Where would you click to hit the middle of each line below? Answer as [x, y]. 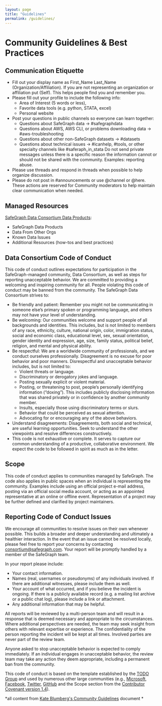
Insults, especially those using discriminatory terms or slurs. [79, 408]
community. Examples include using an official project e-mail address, [75, 486]
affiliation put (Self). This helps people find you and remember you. [79, 93]
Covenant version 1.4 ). [27, 689]
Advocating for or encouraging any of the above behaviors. [78, 418]
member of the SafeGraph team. [37, 554]
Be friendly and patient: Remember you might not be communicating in [82, 304]
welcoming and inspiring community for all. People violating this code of [77, 285]
